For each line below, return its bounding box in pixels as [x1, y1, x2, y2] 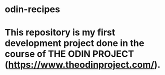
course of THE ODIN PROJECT [5, 48, 135, 60]
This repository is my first [5, 27, 115, 39]
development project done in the [5, 37, 145, 49]
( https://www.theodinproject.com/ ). [5, 59, 160, 70]
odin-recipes [5, 4, 60, 15]
